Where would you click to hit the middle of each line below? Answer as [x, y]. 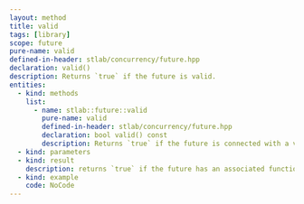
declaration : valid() [50, 69]
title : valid [34, 26]
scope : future [36, 43]
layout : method [38, 18]
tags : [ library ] [40, 34]
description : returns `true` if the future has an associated [145, 169]
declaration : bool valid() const [105, 135]
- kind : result [46, 160]
